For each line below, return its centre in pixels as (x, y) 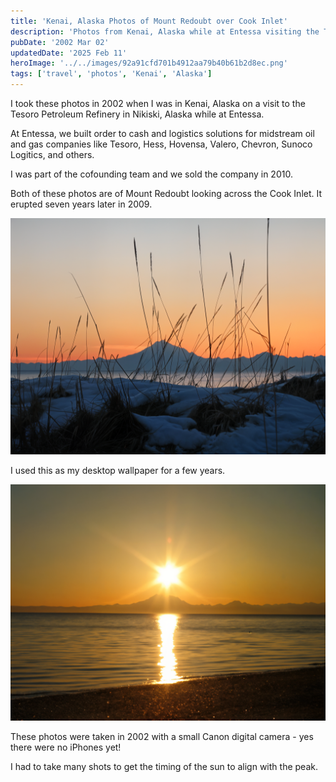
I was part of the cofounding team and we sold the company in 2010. (151, 174)
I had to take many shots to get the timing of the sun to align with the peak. (164, 766)
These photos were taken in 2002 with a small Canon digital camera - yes (162, 736)
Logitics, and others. (52, 154)
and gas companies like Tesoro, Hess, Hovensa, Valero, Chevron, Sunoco (161, 144)
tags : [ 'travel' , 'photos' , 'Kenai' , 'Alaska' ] (111, 74)
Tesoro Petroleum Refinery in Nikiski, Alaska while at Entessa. (137, 114)
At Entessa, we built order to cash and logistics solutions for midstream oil (162, 133)
